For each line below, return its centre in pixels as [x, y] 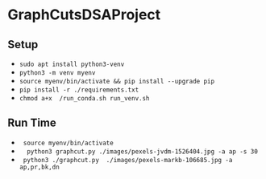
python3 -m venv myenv [57, 73]
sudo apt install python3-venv [72, 64]
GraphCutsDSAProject [84, 15]
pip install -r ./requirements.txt [79, 90]
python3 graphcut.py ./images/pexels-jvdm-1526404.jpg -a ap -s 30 [143, 151]
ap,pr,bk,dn [39, 167]
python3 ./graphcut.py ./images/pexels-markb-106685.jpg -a [128, 160]
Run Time [32, 123]
